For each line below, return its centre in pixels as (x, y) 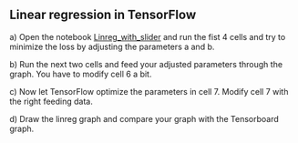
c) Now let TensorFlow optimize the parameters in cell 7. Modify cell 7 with (149, 91)
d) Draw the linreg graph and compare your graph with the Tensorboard (144, 118)
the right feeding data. (51, 101)
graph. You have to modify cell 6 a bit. (81, 74)
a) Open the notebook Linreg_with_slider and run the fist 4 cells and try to (148, 36)
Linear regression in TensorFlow (103, 15)
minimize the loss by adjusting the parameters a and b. (112, 46)
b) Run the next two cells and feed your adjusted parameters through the (146, 64)
